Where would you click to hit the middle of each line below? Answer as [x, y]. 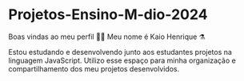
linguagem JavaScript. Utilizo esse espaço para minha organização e [122, 60]
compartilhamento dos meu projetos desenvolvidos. [94, 68]
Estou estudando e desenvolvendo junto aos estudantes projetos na [120, 52]
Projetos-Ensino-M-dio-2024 [108, 15]
